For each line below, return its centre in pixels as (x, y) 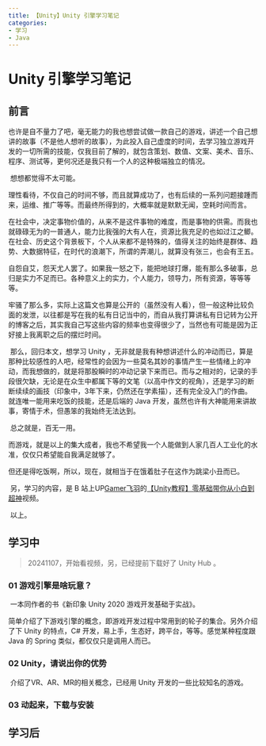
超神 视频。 (26, 498)
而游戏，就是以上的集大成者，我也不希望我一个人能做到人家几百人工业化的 (129, 445)
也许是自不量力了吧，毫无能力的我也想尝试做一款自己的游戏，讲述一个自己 (129, 132)
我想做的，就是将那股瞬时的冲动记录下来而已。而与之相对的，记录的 (140, 371)
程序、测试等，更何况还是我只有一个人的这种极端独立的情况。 (109, 161)
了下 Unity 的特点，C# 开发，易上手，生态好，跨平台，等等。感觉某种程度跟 (132, 631)
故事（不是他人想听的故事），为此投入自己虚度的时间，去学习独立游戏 (135, 142)
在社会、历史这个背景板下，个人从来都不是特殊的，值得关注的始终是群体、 (129, 242)
